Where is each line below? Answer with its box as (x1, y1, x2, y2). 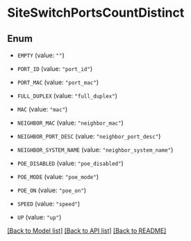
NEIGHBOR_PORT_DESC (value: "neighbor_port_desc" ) (17, 132, 161, 140)
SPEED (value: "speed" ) (17, 200, 81, 208)
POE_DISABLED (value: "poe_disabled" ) (17, 159, 124, 167)
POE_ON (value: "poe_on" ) (17, 186, 87, 194)
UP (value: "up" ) (17, 213, 62, 221)
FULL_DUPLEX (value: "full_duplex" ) (17, 92, 118, 100)
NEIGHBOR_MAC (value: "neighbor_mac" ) (17, 118, 124, 127)
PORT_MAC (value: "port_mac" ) (17, 78, 99, 86)
